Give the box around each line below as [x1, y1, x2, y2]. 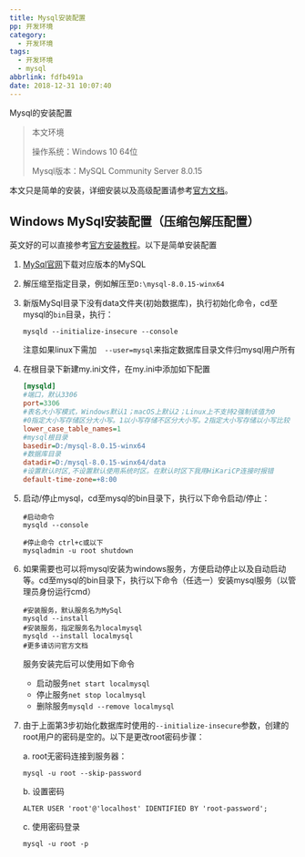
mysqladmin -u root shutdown [22, 546, 134, 556]
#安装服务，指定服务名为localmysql [22, 623, 143, 633]
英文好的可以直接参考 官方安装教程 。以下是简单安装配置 [9, 240, 217, 250]
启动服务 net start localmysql [36, 678, 150, 689]
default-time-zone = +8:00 [22, 475, 117, 485]
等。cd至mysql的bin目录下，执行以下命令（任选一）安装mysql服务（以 [22, 575, 289, 586]
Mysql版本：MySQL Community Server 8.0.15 [31, 165, 203, 176]
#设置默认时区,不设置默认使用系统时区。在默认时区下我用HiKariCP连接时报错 [22, 466, 274, 476]
